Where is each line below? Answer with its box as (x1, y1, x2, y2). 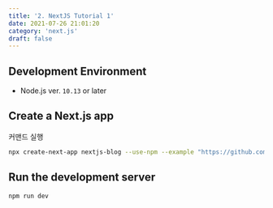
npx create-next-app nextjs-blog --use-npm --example (8, 147, 195, 156)
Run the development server (8, 171, 156, 185)
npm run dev (8, 192, 49, 200)
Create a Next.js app (8, 109, 114, 123)
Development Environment (8, 64, 147, 78)
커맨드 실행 (8, 131, 44, 142)
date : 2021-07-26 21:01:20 (8, 19, 100, 28)
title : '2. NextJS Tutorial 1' (8, 11, 115, 20)
